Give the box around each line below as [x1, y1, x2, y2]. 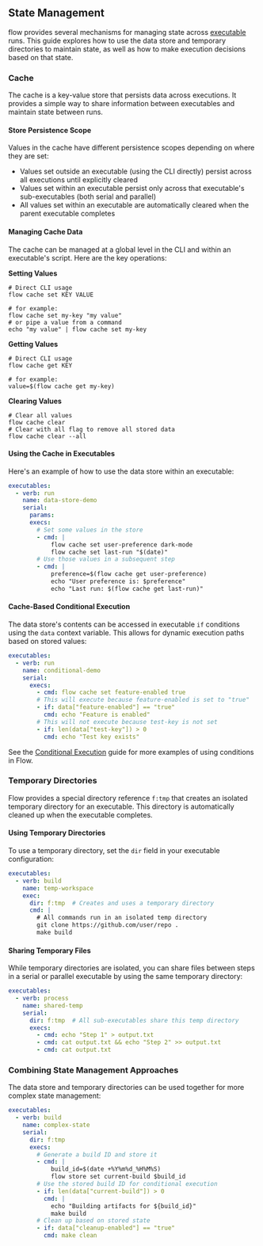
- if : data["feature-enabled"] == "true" [36, 703, 176, 711]
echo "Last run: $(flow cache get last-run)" [50, 585, 204, 593]
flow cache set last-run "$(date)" [50, 548, 169, 556]
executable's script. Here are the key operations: [8, 253, 167, 262]
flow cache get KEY [8, 361, 73, 369]
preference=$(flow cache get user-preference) [50, 570, 208, 578]
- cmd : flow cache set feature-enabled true [36, 688, 186, 696]
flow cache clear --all [8, 432, 87, 440]
